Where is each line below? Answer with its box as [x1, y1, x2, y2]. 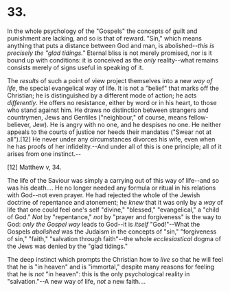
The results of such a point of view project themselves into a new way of [7, 76, 213, 85]
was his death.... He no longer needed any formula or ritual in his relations [7, 183, 216, 192]
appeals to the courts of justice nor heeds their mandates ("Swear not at [7, 128, 211, 136]
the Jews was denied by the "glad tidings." [7, 242, 128, 250]
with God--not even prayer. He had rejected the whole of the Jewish [7, 190, 200, 199]
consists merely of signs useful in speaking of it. [7, 63, 144, 71]
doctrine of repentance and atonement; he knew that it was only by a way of [7, 198, 223, 206]
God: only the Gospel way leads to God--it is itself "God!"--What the [7, 220, 200, 228]
